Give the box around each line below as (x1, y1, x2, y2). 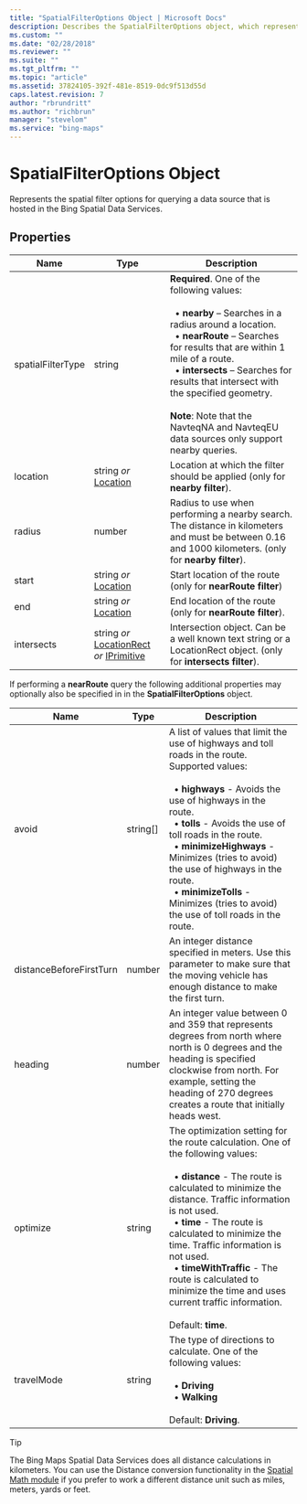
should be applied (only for (169, 470, 286, 483)
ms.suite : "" (9, 56, 59, 65)
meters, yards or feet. (9, 1483, 91, 1495)
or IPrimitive (93, 649, 146, 662)
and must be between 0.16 (169, 530, 286, 543)
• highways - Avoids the (173, 783, 281, 795)
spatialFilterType (14, 357, 85, 370)
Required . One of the (169, 272, 260, 284)
